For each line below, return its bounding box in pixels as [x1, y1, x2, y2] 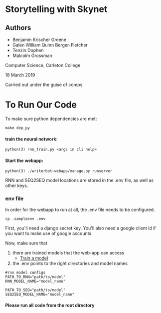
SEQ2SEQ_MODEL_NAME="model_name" [5, 291, 75, 297]
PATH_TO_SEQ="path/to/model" [5, 287, 66, 292]
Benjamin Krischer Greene [12, 36, 66, 42]
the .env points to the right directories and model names [12, 260, 128, 266]
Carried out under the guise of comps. [5, 81, 84, 87]
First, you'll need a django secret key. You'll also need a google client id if [5, 225, 156, 231]
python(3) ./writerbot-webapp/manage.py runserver [5, 168, 113, 173]
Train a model [19, 255, 48, 261]
